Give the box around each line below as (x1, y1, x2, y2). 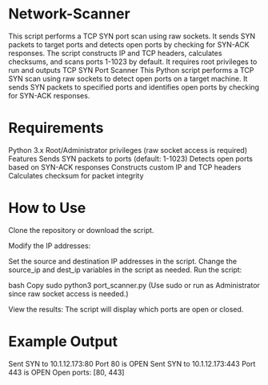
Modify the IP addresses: (8, 241, 91, 251)
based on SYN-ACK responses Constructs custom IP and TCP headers (8, 162, 242, 172)
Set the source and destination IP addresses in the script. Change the (8, 256, 238, 266)
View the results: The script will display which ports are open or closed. (8, 304, 244, 314)
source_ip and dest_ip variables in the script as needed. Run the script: (8, 265, 242, 275)
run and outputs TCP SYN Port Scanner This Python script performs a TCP (8, 65, 254, 74)
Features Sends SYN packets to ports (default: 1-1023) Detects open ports (8, 154, 254, 163)
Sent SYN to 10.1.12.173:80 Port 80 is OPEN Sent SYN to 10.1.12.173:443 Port (8, 359, 256, 368)
